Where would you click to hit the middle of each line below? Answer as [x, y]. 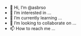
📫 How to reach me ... [32, 28]
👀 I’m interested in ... [30, 13]
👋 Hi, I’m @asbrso [28, 8]
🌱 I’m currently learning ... [36, 18]
